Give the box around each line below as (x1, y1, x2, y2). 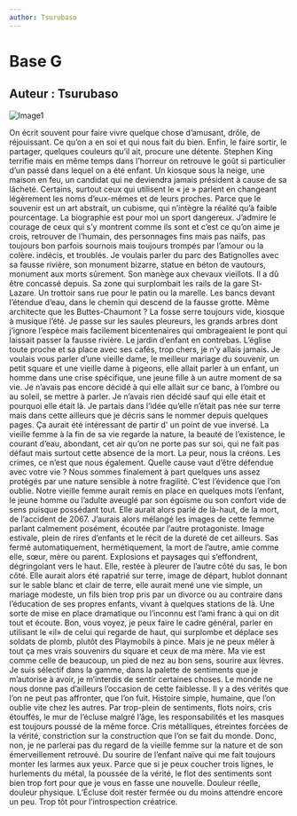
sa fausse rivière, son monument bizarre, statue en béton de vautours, (9, 259, 266, 270)
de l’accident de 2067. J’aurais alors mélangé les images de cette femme (9, 514, 275, 524)
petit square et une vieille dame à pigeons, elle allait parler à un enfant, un (9, 363, 279, 373)
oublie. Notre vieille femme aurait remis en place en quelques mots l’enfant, (9, 485, 285, 496)
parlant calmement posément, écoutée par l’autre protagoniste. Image (9, 522, 265, 533)
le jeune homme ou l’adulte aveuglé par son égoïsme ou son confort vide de (9, 494, 286, 506)
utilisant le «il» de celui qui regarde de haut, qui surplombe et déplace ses (9, 626, 279, 637)
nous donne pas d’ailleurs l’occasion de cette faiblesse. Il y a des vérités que (9, 683, 289, 694)
